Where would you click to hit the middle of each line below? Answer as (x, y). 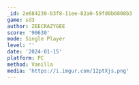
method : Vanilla (30, 64)
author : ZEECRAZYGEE (36, 26)
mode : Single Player (36, 39)
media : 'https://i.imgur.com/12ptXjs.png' (68, 71)
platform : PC (26, 58)
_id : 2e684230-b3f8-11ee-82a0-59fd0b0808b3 (70, 13)
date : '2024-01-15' (35, 52)
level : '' (21, 45)
